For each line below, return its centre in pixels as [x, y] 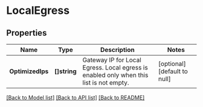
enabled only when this [115, 75]
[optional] [172, 64]
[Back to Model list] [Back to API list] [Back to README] [76, 98]
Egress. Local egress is [115, 67]
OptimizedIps [29, 71]
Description [117, 50]
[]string [65, 71]
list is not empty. [106, 83]
